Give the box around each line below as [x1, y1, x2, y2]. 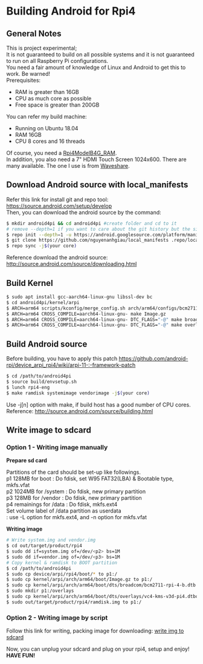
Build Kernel [6, 277, 53, 288]
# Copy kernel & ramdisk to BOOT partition [6, 559, 118, 566]
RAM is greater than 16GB [14, 88, 80, 95]
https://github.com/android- [118, 355, 188, 362]
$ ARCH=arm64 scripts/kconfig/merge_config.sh [6, 305, 126, 311]
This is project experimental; [6, 44, 77, 51]
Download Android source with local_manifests [6, 180, 188, 190]
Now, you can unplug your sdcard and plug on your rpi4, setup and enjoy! [6, 645, 190, 652]
